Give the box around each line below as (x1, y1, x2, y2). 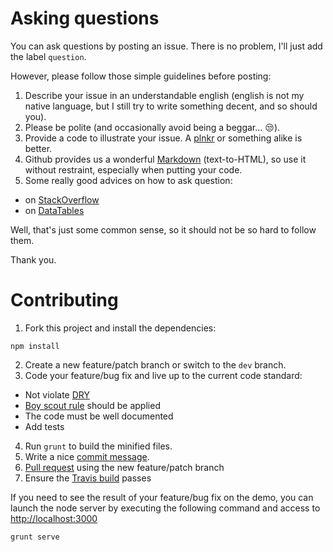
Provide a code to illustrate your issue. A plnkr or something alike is (24, 132, 303, 144)
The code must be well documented (24, 410, 174, 422)
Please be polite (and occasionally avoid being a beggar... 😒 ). (24, 121, 281, 133)
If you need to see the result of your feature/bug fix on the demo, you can (10, 491, 314, 503)
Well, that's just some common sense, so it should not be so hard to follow (10, 223, 317, 236)
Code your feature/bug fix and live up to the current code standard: (24, 369, 303, 381)
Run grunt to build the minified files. (24, 440, 173, 452)
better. (24, 142, 53, 154)
